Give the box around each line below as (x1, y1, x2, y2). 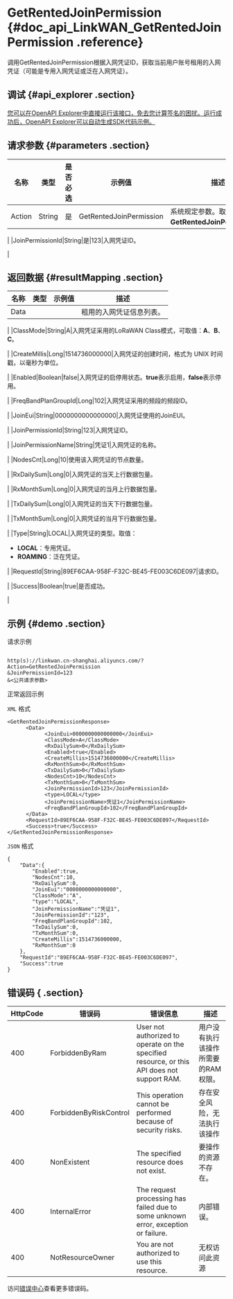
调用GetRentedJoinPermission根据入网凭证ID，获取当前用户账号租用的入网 (7, 58, 221, 67)
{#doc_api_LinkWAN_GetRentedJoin (7, 19, 222, 35)
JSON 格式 (7, 842, 34, 851)
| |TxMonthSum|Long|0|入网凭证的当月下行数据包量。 (7, 514, 161, 523)
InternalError (50, 1207, 92, 1216)
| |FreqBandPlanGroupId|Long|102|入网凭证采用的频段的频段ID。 (7, 396, 192, 405)
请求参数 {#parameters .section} (7, 140, 150, 152)
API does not (136, 1065, 178, 1075)
